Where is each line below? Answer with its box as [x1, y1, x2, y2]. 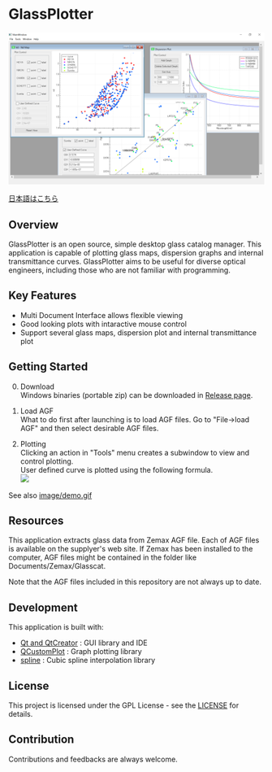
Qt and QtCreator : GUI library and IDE [19, 638, 148, 648]
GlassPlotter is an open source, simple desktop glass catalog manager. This [8, 239, 262, 249]
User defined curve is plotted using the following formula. [19, 465, 214, 474]
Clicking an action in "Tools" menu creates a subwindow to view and [19, 447, 250, 457]
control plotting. [19, 456, 74, 466]
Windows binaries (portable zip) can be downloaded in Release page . [19, 390, 253, 399]
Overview [8, 217, 59, 232]
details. [8, 709, 33, 719]
